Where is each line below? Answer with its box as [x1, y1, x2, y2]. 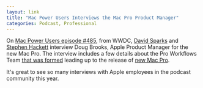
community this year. [6, 75, 59, 82]
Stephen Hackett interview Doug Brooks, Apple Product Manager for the [6, 43, 188, 51]
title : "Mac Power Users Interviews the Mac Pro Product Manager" [6, 15, 179, 21]
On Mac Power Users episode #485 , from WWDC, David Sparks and [6, 37, 179, 45]
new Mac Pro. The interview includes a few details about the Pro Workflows [6, 50, 197, 57]
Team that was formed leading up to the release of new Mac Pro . [6, 56, 170, 64]
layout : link [6, 9, 40, 15]
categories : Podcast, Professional [6, 20, 97, 26]
